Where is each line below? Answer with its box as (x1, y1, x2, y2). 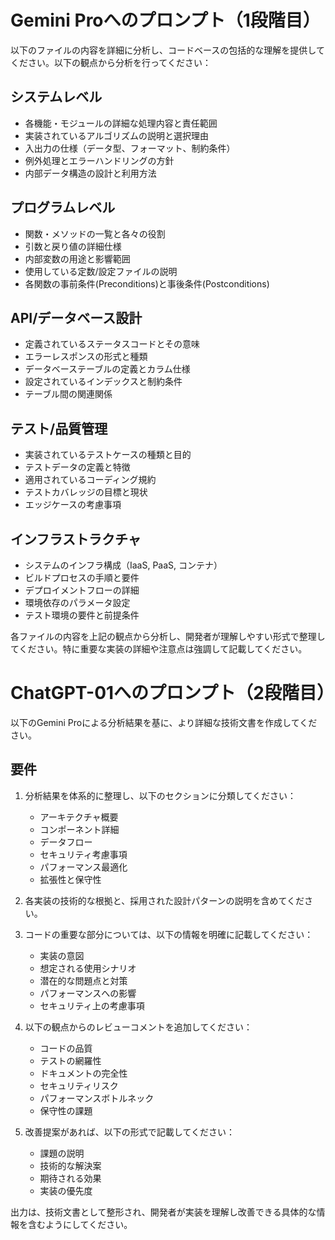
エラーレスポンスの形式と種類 (24, 351, 148, 363)
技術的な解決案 (39, 1159, 102, 1171)
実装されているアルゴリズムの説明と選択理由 (24, 129, 209, 141)
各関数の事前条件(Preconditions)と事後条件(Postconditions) (24, 277, 270, 290)
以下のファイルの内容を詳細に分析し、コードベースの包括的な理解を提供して (10, 44, 325, 56)
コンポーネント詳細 (39, 823, 120, 835)
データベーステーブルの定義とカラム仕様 (24, 363, 191, 375)
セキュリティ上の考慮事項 (39, 999, 145, 1011)
